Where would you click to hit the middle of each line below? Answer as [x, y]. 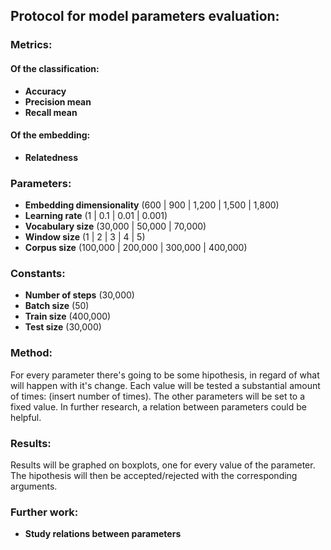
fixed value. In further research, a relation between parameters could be [158, 406]
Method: [31, 353]
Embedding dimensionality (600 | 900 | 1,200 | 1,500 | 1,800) [152, 205]
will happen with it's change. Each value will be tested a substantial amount [165, 385]
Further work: [44, 512]
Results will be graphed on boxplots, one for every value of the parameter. [163, 465]
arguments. [34, 486]
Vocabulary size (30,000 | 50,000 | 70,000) [115, 226]
